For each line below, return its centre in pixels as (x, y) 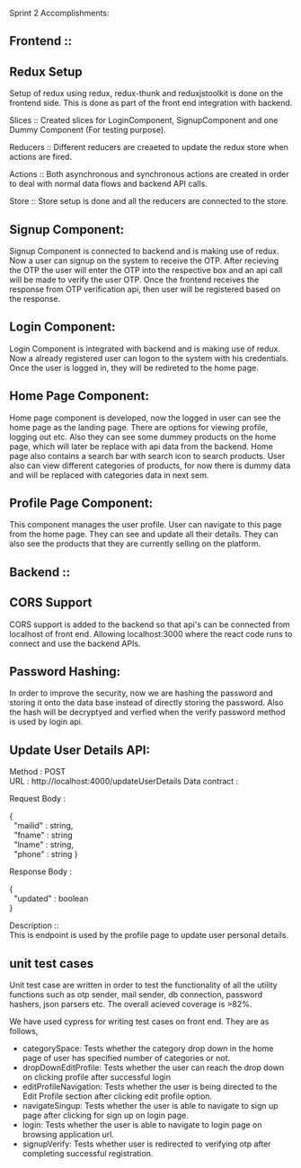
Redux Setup (46, 71)
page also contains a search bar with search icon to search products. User (147, 456)
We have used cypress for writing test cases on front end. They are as (139, 1022)
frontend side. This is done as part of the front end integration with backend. (151, 103)
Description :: (34, 925)
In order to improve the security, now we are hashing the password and (142, 693)
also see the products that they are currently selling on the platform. (135, 544)
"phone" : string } (45, 854)
